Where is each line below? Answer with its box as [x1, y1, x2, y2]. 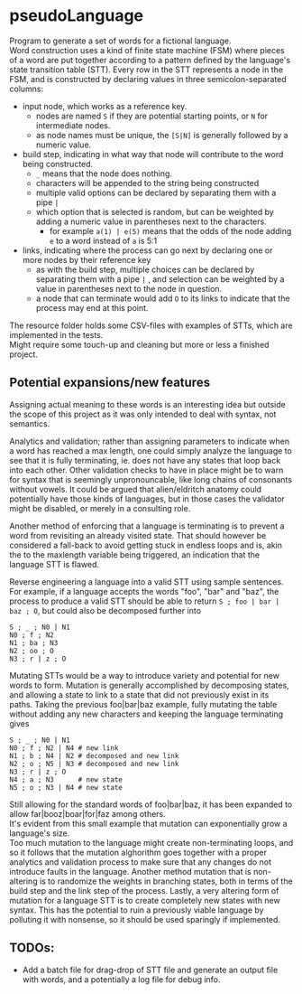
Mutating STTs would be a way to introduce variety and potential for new [9, 670, 279, 680]
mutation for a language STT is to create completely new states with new [9, 895, 281, 905]
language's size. [9, 828, 70, 839]
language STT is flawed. [9, 558, 99, 569]
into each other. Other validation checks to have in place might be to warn [9, 464, 284, 475]
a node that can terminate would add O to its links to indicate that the [35, 293, 290, 304]
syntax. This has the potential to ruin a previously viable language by [9, 905, 264, 915]
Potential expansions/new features [9, 375, 210, 390]
